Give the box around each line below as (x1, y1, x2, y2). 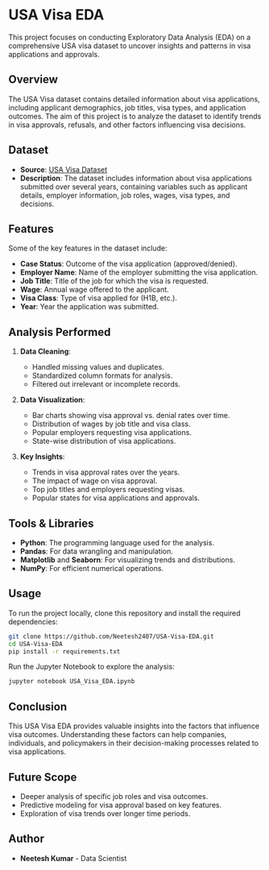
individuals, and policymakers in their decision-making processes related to (8, 739, 259, 748)
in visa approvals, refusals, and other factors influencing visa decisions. (8, 119, 246, 130)
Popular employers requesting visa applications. (31, 428, 192, 437)
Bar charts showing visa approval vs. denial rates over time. (31, 411, 230, 420)
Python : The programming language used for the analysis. (19, 538, 215, 547)
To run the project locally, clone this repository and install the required (8, 608, 241, 618)
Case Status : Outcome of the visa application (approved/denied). (19, 259, 238, 269)
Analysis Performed (8, 325, 111, 339)
